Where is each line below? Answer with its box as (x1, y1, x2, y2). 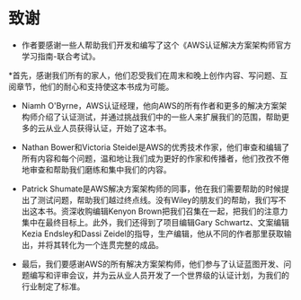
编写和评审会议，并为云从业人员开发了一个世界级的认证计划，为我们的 (29, 269, 289, 280)
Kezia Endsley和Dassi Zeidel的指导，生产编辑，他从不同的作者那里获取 (21, 228, 284, 239)
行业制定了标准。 (21, 280, 85, 292)
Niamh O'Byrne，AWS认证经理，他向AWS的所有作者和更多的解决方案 (21, 100, 279, 110)
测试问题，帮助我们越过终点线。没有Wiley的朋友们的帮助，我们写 (37, 194, 279, 205)
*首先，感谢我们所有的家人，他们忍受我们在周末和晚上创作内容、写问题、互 (8, 69, 288, 81)
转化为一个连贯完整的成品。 (60, 239, 164, 250)
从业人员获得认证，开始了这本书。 (45, 122, 172, 133)
